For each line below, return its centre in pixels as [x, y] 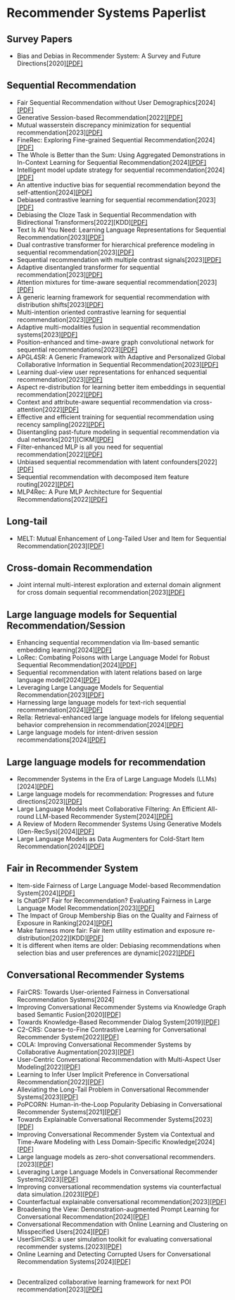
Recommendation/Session [66, 625]
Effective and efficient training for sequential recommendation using [115, 416]
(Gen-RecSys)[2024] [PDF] [56, 831]
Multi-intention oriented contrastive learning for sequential [101, 312]
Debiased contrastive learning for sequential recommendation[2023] [116, 199]
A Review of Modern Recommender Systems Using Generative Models [119, 824]
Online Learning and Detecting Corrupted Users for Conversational [114, 1254]
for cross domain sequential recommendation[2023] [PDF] [101, 593]
